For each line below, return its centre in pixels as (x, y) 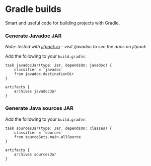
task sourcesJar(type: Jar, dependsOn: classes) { (59, 128)
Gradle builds (33, 9)
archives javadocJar (35, 91)
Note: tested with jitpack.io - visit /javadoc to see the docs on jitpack (76, 47)
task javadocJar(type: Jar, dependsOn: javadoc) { (59, 66)
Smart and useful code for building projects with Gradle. (63, 23)
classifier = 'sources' (39, 133)
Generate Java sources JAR (39, 108)
